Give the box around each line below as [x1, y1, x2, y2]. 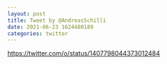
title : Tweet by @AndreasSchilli [7, 17, 107, 24]
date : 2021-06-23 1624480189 [7, 23, 94, 30]
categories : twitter [7, 30, 69, 37]
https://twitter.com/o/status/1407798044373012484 [7, 49, 161, 58]
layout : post [7, 10, 46, 18]
